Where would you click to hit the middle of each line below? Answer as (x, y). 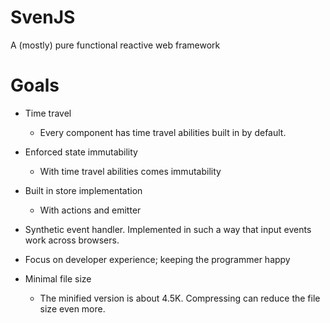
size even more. (72, 308)
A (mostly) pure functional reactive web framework (115, 45)
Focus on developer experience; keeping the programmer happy (157, 259)
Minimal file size (58, 278)
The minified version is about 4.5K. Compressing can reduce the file (180, 298)
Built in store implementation (83, 190)
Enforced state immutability (81, 152)
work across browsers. (72, 240)
